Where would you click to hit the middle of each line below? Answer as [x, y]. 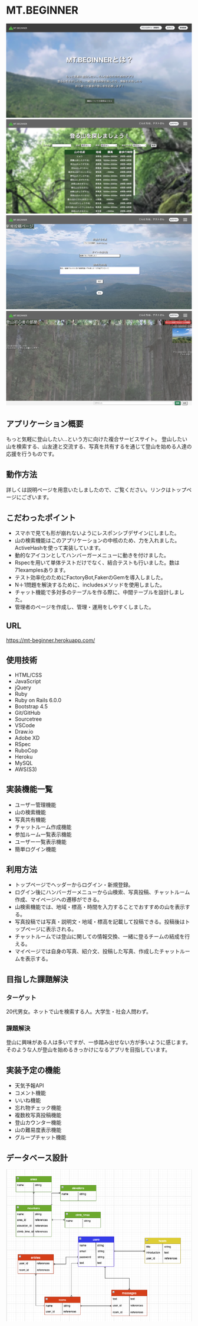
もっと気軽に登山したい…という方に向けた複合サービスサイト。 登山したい [97, 439]
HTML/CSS [28, 675]
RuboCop [26, 750]
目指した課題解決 [37, 979]
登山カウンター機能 [38, 1122]
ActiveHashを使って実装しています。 [59, 548]
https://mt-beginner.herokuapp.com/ [51, 640]
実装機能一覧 [29, 790]
